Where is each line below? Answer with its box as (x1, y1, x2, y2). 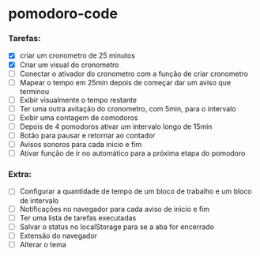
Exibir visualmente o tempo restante (19, 95, 137, 104)
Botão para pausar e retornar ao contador (19, 130, 156, 140)
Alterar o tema (19, 239, 67, 249)
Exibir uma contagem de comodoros (19, 112, 138, 122)
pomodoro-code (8, 5, 119, 23)
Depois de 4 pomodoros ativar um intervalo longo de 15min (19, 122, 213, 131)
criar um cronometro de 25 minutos (19, 51, 136, 60)
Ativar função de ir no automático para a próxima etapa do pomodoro (19, 149, 246, 158)
